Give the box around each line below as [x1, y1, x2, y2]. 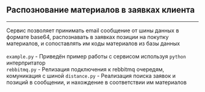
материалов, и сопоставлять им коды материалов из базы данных [6, 40, 180, 47]
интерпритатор [6, 59, 46, 66]
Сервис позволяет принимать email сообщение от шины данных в [6, 27, 179, 34]
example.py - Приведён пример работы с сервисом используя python [6, 52, 186, 60]
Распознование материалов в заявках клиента [6, 5, 195, 15]
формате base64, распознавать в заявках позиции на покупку [6, 33, 169, 40]
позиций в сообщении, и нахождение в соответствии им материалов [6, 79, 187, 86]
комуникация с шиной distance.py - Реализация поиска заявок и [6, 72, 176, 79]
